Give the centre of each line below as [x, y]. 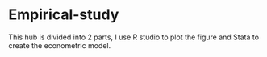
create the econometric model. [60, 45]
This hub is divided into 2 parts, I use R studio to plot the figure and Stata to [134, 37]
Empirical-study [64, 15]
